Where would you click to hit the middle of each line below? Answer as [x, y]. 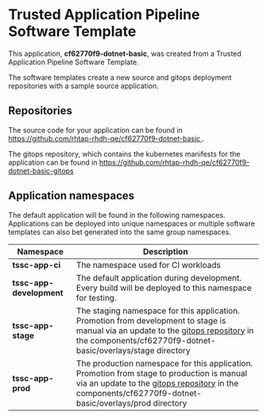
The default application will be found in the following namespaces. [117, 215]
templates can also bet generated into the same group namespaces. [120, 231]
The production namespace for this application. [164, 363]
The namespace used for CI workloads [148, 265]
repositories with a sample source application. [83, 86]
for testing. [96, 297]
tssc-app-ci [37, 265]
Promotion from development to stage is [151, 320]
